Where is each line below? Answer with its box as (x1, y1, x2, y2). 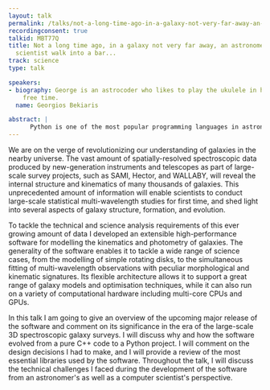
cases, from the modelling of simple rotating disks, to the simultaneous (8, 255, 243, 264)
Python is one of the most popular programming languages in (29, 123, 239, 131)
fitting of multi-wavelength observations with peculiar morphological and (8, 263, 250, 273)
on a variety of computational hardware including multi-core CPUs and (8, 289, 243, 298)
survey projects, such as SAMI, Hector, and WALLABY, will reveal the (27, 170, 256, 180)
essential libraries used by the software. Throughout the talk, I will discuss (8, 355, 254, 365)
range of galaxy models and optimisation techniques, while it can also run (8, 281, 252, 289)
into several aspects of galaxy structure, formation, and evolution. (8, 205, 227, 214)
